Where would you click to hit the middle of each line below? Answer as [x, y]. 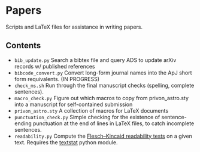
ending [23, 123]
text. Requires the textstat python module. [66, 142]
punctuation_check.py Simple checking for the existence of [87, 117]
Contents [23, 46]
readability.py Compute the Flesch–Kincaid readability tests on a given [103, 136]
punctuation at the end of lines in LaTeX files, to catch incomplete [113, 123]
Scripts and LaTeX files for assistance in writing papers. [74, 27]
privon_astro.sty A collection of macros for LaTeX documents [91, 110]
